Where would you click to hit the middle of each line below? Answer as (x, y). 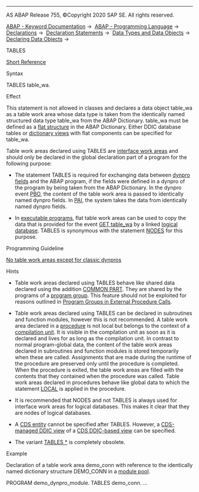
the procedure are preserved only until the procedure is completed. (97, 363)
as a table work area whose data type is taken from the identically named (96, 114)
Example (17, 453)
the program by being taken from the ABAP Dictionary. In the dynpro (98, 188)
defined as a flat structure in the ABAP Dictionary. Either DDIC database (94, 127)
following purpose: (29, 163)
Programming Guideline (35, 248)
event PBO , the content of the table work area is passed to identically (99, 194)
